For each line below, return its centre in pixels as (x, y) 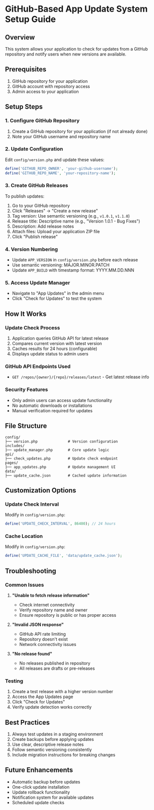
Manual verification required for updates (52, 410)
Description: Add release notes (43, 226)
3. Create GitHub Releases (37, 185)
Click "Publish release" (35, 237)
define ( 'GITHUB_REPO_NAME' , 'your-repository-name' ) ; (61, 173)
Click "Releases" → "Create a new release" (55, 211)
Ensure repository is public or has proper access (68, 615)
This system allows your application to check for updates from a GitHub (77, 49)
